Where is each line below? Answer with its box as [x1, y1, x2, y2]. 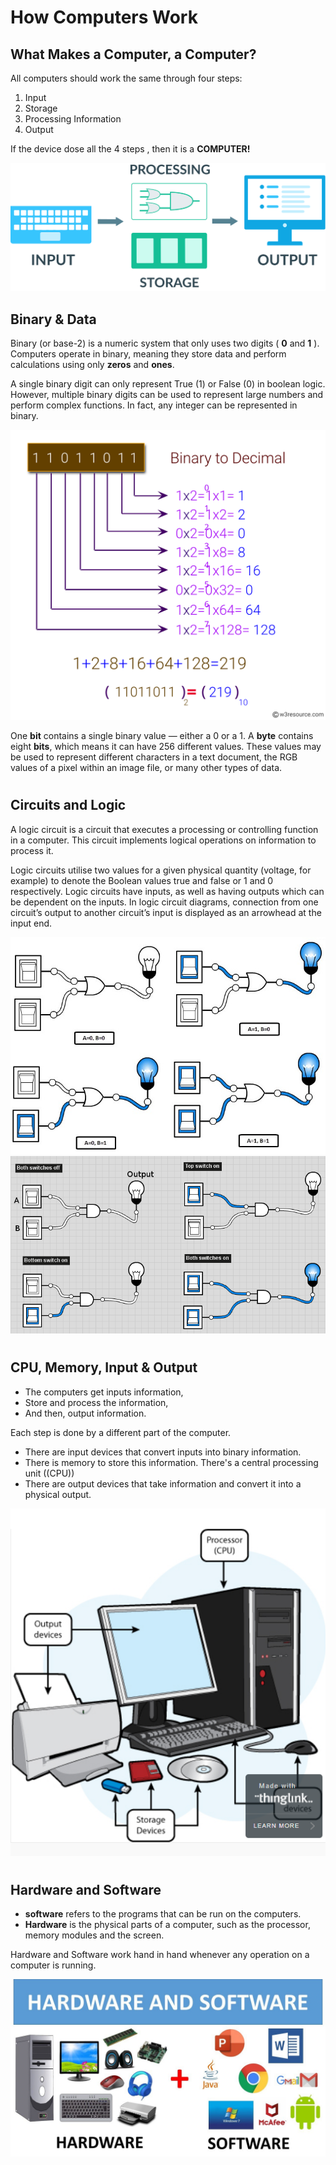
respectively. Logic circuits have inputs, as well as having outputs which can [10, 885, 325, 897]
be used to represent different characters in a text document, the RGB [10, 751, 298, 763]
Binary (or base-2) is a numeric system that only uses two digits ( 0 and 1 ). [10, 337, 320, 350]
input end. [10, 917, 53, 929]
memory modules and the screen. [24, 1929, 165, 1941]
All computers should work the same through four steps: [10, 72, 243, 84]
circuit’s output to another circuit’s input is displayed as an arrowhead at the [10, 906, 322, 918]
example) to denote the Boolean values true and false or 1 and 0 [10, 874, 274, 886]
